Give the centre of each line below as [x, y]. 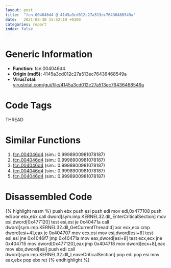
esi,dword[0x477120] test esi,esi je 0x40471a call [57, 222]
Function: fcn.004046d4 [39, 69]
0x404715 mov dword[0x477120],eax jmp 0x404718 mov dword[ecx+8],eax [85, 243]
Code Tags [29, 106]
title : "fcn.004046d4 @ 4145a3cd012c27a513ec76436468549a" [71, 15]
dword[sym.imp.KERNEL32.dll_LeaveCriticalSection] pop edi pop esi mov [82, 254]
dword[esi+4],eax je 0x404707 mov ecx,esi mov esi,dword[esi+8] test [79, 233]
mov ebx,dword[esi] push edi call [40, 249]
